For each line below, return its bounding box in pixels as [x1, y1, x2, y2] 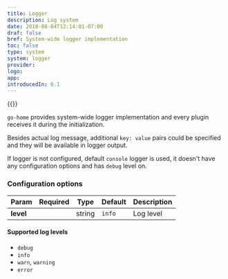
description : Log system [7, 17, 79, 23]
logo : [7, 68, 23, 75]
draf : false [7, 29, 41, 37]
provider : [7, 61, 36, 68]
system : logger [7, 55, 51, 62]
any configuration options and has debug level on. [7, 162, 147, 170]
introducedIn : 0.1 [7, 81, 60, 88]
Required [39, 197, 70, 206]
